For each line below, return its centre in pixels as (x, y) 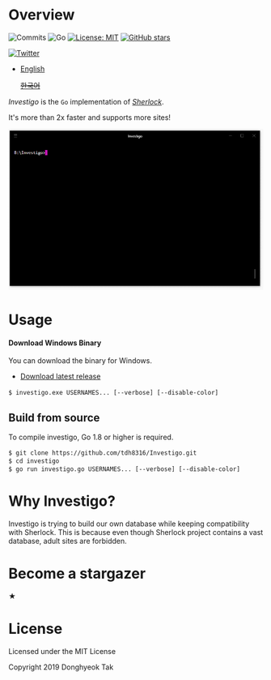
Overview (42, 15)
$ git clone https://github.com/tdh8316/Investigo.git (103, 453)
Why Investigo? (62, 501)
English (32, 68)
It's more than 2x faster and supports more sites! (90, 117)
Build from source (54, 418)
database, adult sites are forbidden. (68, 541)
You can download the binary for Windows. (80, 361)
